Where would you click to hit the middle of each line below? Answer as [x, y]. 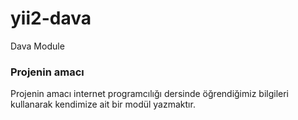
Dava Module [37, 46]
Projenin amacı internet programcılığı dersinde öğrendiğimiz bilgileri [150, 94]
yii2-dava [51, 18]
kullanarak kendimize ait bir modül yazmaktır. [103, 104]
